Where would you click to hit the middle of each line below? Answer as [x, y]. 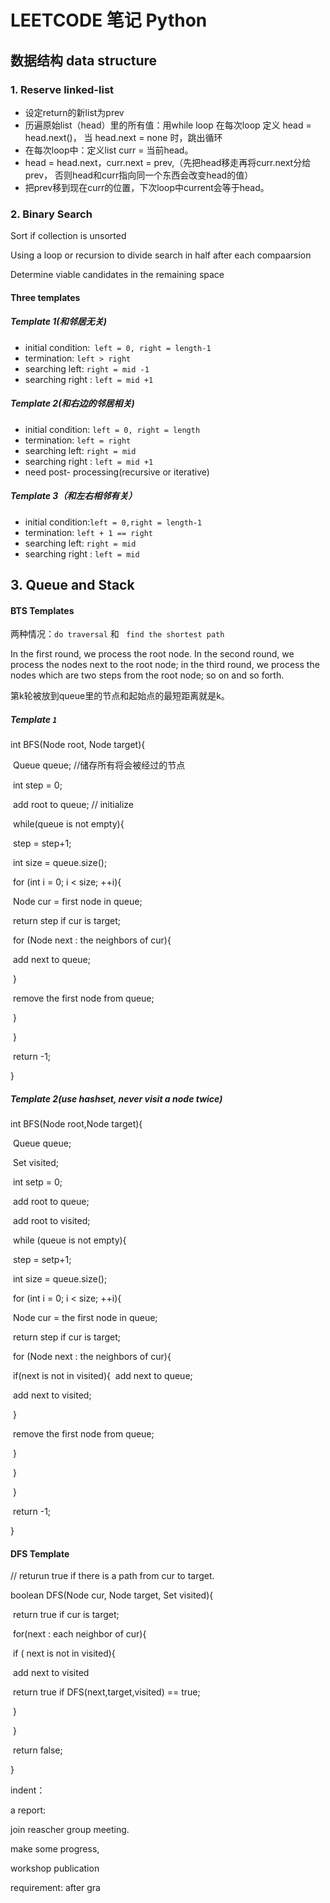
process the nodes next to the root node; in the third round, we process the [165, 665]
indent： [28, 1790]
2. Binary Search [51, 214]
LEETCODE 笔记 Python [109, 20]
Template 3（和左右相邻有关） [74, 496]
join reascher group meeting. [70, 1830]
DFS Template [40, 1553]
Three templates [45, 297]
